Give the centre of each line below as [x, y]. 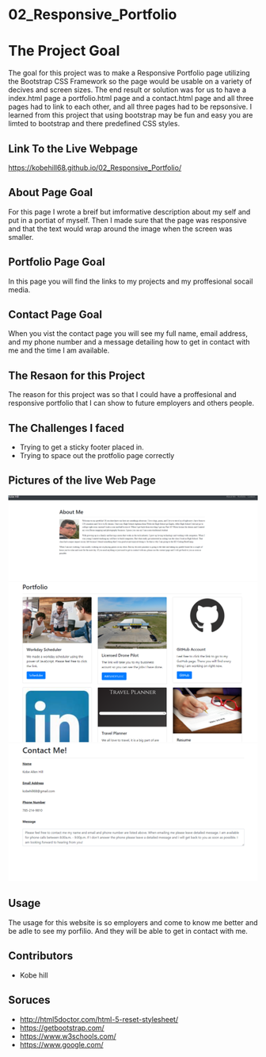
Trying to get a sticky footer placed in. [82, 447]
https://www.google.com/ [61, 1044]
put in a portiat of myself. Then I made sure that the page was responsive [127, 220]
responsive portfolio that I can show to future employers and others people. [131, 403]
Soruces [29, 1000]
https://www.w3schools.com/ [68, 1036]
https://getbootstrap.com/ [62, 1028]
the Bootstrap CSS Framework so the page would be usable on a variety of [130, 82]
